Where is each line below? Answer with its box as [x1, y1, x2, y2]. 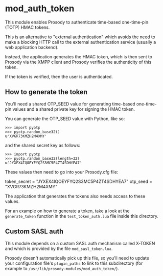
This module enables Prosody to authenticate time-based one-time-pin [5, 19, 148, 25]
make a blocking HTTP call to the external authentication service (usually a [5, 39, 156, 45]
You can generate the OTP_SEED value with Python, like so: [5, 116, 125, 122]
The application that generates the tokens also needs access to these [5, 193, 145, 199]
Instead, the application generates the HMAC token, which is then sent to [5, 53, 153, 59]
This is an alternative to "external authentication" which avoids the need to [5, 34, 156, 40]
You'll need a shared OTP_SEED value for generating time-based [5, 101, 136, 107]
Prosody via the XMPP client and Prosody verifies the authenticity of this [5, 59, 152, 65]
